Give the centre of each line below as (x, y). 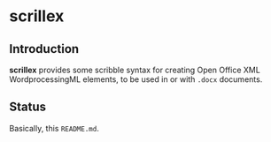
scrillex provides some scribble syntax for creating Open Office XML (135, 70)
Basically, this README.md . (54, 128)
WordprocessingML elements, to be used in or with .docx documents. (136, 79)
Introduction (44, 49)
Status (28, 107)
